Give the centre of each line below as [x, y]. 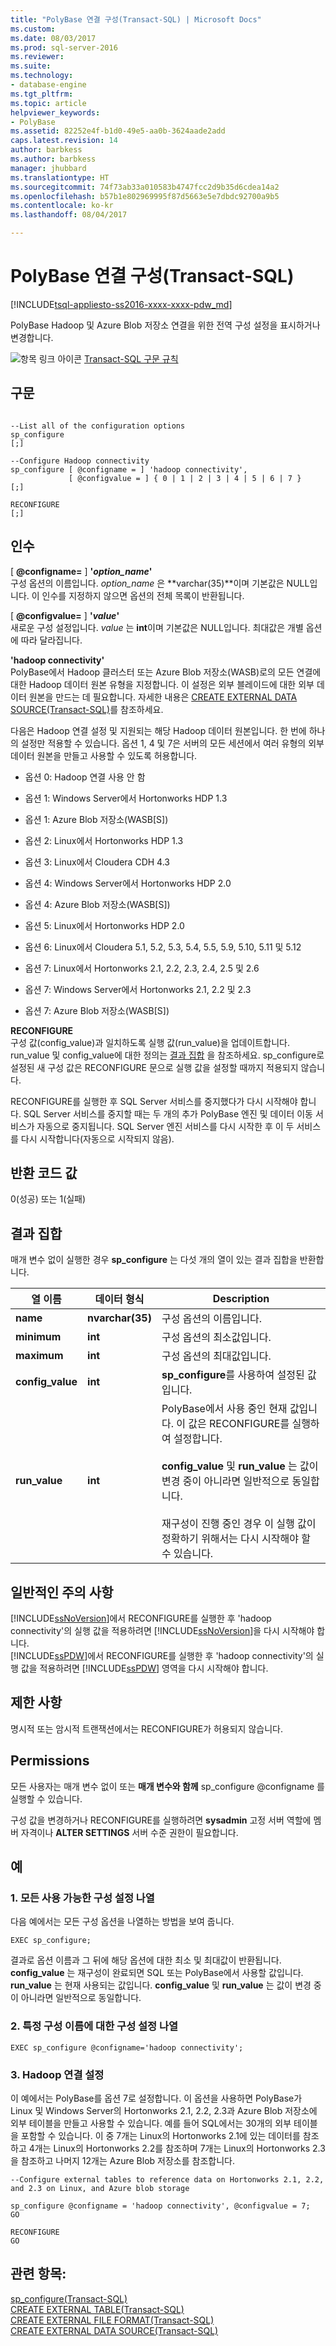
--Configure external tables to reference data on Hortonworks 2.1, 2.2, [167, 2179]
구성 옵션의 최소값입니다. [216, 1338]
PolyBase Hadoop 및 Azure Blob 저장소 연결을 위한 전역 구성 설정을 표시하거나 [165, 325]
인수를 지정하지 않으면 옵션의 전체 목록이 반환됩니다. [143, 595]
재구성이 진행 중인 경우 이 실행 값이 [239, 1524]
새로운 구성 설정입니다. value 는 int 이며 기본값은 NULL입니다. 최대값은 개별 [157, 627]
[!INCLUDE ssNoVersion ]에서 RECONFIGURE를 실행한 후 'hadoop [141, 1618]
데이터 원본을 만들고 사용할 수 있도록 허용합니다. [104, 755]
